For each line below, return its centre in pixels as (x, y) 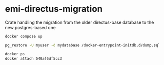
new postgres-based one (31, 27)
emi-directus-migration (54, 9)
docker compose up (24, 36)
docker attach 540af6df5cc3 (34, 58)
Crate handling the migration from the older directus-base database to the (80, 22)
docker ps (15, 54)
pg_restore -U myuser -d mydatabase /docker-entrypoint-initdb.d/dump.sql (83, 45)
